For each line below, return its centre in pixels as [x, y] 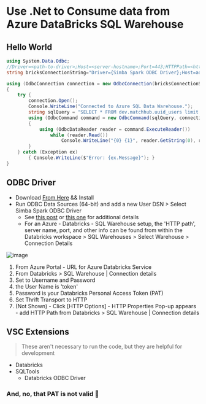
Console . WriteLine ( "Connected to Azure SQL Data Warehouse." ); [111, 107]
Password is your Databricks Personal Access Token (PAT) [89, 293]
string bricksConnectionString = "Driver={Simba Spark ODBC [82, 72]
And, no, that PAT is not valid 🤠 [53, 394]
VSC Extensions [38, 332]
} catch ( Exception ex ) [48, 152]
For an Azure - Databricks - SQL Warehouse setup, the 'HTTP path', [110, 223]
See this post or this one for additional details [82, 217]
